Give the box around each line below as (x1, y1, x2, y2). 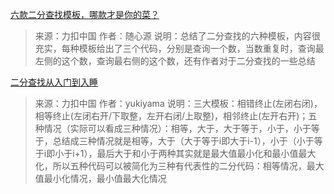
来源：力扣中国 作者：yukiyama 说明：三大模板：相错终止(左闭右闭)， (34, 98, 323, 109)
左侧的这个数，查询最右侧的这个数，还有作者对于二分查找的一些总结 (34, 55, 316, 67)
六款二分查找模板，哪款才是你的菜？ (10, 9, 160, 20)
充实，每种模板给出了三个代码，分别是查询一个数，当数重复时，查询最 (34, 43, 325, 54)
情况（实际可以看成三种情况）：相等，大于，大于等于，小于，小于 (43, 123, 312, 134)
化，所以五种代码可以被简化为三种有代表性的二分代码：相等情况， (34, 160, 307, 172)
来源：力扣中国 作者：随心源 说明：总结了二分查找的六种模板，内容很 (34, 30, 321, 42)
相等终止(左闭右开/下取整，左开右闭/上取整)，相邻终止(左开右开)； (34, 110, 309, 122)
